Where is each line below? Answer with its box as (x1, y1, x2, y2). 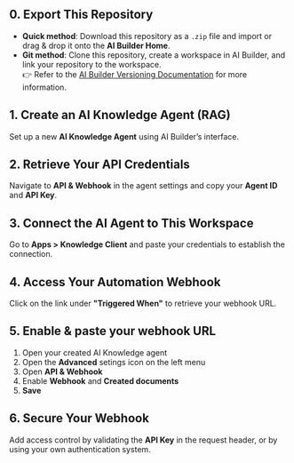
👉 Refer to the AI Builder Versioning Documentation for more (21, 68, 247, 79)
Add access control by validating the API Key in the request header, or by (9, 435, 278, 445)
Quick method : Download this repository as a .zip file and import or (21, 30, 273, 41)
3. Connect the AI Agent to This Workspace (9, 215, 254, 230)
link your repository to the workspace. (21, 59, 162, 69)
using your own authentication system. (9, 443, 151, 454)
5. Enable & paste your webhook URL (9, 323, 216, 339)
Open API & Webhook (21, 366, 103, 377)
